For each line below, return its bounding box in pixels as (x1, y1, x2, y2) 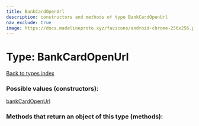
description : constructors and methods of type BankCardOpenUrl (6, 14, 168, 20)
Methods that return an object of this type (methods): (6, 112, 163, 121)
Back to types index (6, 70, 54, 77)
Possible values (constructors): (6, 85, 99, 93)
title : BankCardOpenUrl (6, 8, 65, 15)
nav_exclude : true (6, 19, 52, 25)
